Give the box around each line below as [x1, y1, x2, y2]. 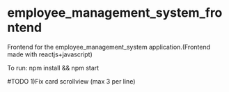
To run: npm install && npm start [7, 63, 100, 72]
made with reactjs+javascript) [7, 50, 93, 59]
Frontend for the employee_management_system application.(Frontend [7, 43, 211, 51]
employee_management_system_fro [7, 5, 223, 21]
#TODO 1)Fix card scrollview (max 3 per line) [7, 77, 136, 85]
